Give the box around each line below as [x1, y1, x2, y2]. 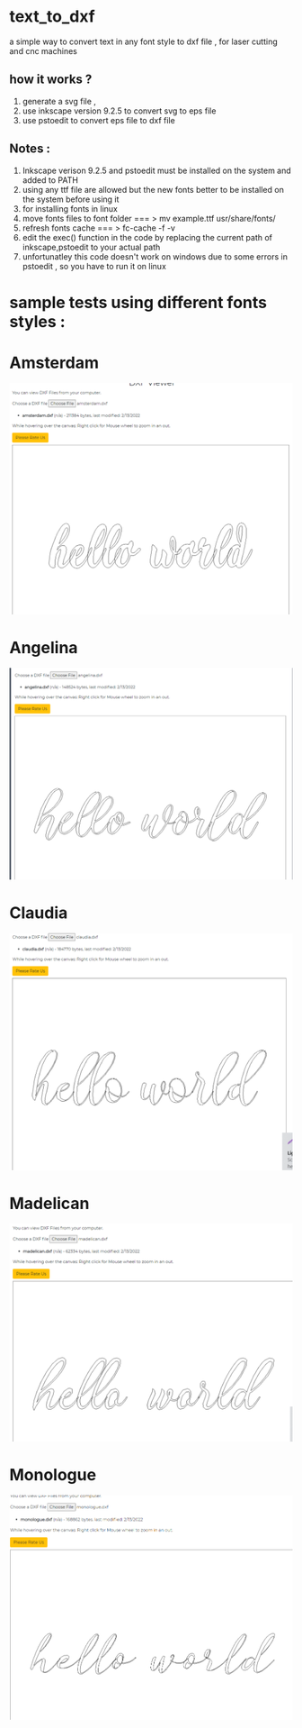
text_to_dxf [9, 6, 96, 27]
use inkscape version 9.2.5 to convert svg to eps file [22, 105, 217, 116]
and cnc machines [9, 45, 78, 56]
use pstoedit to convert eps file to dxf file [22, 114, 175, 125]
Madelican [9, 1194, 90, 1214]
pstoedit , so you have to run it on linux [22, 260, 166, 271]
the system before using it [22, 194, 120, 205]
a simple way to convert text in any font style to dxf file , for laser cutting [9, 36, 278, 47]
